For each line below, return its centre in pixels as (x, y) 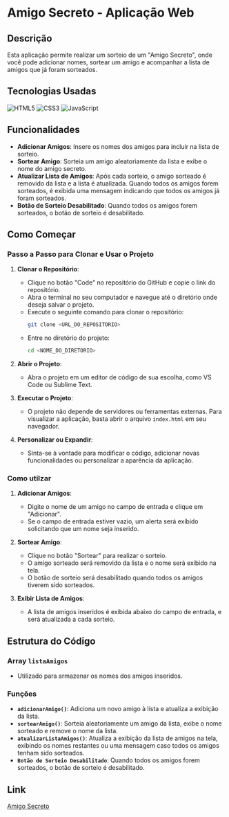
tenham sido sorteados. (51, 753)
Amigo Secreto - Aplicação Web (101, 13)
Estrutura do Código (51, 641)
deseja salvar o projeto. (61, 305)
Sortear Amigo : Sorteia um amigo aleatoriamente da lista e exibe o (112, 161)
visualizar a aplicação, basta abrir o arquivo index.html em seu (117, 419)
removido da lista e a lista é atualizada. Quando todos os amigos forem (118, 183)
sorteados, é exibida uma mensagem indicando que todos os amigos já (118, 190)
